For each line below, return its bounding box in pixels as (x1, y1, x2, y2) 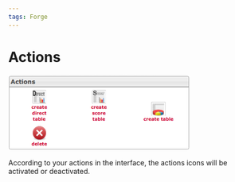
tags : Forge (8, 13, 48, 21)
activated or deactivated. (8, 166, 90, 176)
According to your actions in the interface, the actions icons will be (8, 157, 228, 167)
